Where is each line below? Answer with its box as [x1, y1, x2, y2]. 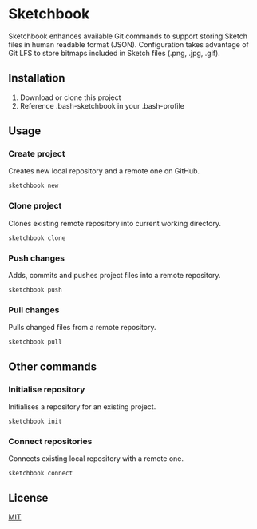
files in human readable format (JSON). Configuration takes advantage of [8, 39, 249, 49]
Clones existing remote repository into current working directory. [8, 218, 222, 228]
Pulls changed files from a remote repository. [8, 323, 157, 332]
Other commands [8, 360, 97, 373]
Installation [8, 71, 65, 85]
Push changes [8, 253, 65, 264]
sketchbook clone [8, 233, 66, 242]
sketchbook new [8, 181, 59, 190]
